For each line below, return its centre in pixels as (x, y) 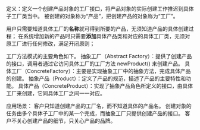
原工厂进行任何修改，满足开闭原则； (51, 44)
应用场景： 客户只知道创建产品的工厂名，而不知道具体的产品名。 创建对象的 (99, 106)
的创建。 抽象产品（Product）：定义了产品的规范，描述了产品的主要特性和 (96, 78)
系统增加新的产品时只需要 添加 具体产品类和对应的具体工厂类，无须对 (107, 36)
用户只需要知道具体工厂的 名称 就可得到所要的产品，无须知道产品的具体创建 (97, 29)
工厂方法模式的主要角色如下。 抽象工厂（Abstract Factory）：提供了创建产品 (99, 56)
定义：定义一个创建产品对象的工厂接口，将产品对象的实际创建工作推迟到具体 (100, 9)
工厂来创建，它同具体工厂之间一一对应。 (56, 93)
